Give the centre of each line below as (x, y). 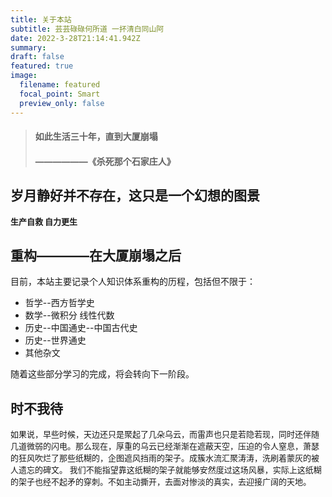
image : (24, 76)
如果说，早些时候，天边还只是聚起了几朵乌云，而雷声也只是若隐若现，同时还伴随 (165, 434)
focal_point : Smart (60, 94)
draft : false (37, 57)
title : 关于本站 (41, 19)
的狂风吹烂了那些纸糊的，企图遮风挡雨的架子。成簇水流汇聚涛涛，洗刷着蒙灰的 (161, 458)
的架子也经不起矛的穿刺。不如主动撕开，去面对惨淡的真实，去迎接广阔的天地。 (161, 482)
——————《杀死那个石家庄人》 (105, 161)
